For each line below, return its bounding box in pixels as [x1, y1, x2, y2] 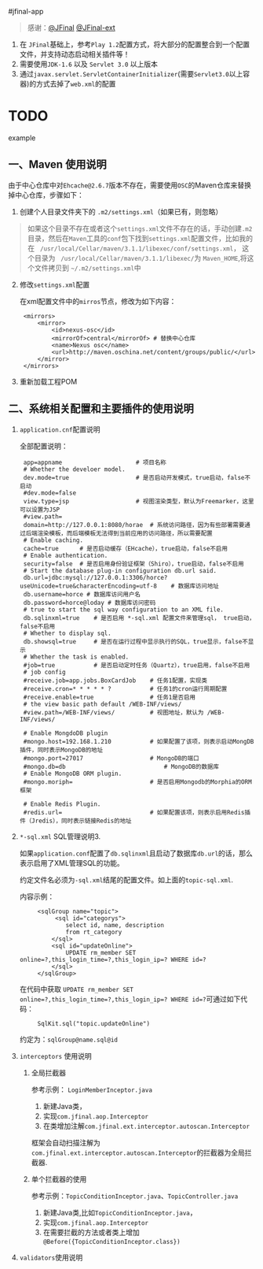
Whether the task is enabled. [30, 653, 130, 661]
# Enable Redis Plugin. [23, 800, 101, 808]
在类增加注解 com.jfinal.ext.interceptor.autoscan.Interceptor [42, 1121, 250, 1130]
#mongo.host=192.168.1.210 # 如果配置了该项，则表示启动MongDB [23, 737, 254, 745]
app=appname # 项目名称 [23, 458, 166, 466]
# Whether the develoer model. [23, 465, 126, 473]
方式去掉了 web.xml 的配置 [35, 79, 116, 88]
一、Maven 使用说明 [8, 158, 108, 172]
